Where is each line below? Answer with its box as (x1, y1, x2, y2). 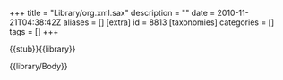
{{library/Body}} (9, 61, 69, 71)
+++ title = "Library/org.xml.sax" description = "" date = (9, 8, 216, 18)
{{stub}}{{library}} (9, 44, 76, 54)
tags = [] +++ (9, 27, 59, 36)
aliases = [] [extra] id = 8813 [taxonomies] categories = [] (63, 17, 275, 28)
